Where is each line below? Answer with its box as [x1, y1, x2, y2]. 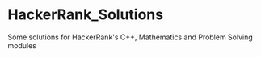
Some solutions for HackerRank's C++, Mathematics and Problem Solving [7, 32, 254, 42]
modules [7, 40, 37, 50]
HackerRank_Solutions [7, 6, 163, 24]
